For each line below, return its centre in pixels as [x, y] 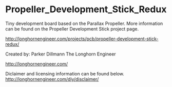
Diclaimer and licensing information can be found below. [65, 74]
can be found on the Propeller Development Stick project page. [72, 28]
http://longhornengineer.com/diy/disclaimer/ [52, 79]
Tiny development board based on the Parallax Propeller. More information [84, 23]
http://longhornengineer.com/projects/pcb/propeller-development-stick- [82, 39]
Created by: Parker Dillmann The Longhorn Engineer [61, 54]
